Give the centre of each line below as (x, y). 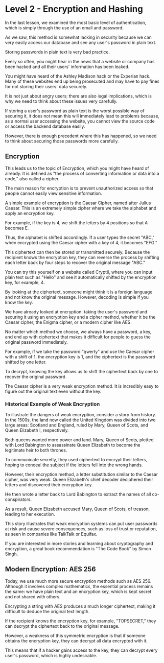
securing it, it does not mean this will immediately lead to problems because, (82, 116)
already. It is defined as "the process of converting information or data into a (82, 173)
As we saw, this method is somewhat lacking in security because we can (78, 37)
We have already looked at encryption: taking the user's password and (76, 311)
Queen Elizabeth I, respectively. (37, 430)
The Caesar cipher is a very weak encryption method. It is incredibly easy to (82, 386)
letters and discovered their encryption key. (49, 485)
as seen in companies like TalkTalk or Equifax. (51, 534)
